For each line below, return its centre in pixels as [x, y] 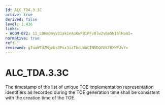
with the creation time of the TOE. [40, 97]
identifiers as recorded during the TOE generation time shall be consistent [82, 92]
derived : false [21, 19]
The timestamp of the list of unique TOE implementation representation [79, 87]
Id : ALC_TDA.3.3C [24, 10]
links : [12, 29]
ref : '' [13, 43]
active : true [19, 15]
